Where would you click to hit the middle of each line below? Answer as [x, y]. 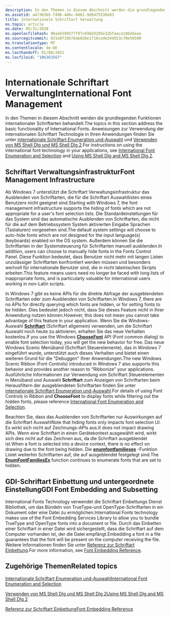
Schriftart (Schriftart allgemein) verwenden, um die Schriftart [88, 326]
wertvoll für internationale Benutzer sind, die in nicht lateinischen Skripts [81, 268]
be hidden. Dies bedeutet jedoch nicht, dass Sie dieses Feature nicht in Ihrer [85, 310]
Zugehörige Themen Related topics [61, 566]
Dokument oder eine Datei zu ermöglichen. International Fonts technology [82, 512]
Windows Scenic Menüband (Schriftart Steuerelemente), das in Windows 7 [83, 348]
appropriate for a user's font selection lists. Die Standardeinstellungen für [82, 213]
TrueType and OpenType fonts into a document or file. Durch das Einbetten [83, 523]
